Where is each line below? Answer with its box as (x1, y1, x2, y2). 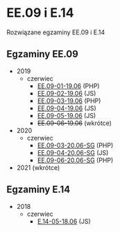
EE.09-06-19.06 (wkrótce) (37, 119, 112, 127)
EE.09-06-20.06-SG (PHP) (37, 156, 114, 164)
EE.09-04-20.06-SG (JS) (37, 148, 109, 157)
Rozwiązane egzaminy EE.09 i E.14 (6, 28, 105, 36)
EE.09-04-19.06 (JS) (37, 103, 96, 113)
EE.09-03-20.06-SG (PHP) (37, 141, 114, 150)
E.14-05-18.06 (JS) (37, 217, 91, 225)
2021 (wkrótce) (16, 163, 60, 172)
